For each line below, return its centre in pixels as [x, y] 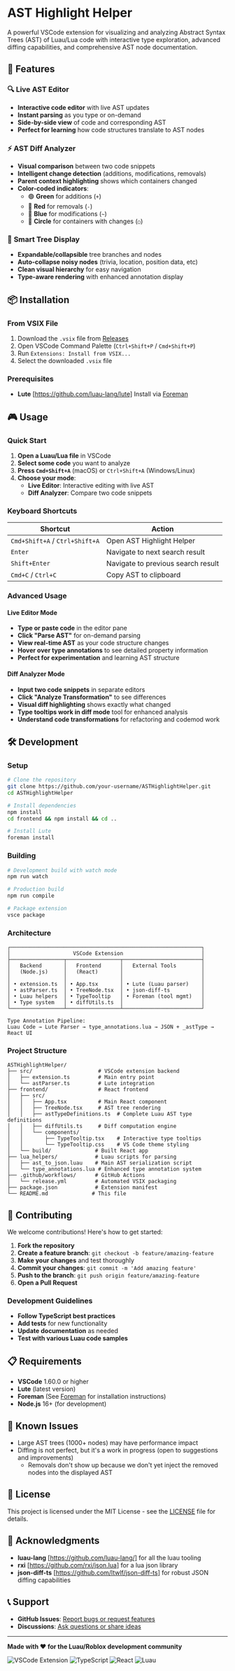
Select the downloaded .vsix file [65, 360]
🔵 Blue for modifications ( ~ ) [67, 213]
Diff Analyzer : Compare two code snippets [90, 493]
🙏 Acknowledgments [54, 1541]
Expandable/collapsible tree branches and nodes [90, 255]
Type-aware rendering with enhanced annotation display [100, 277]
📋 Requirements [44, 1361]
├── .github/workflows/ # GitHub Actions [76, 1176]
